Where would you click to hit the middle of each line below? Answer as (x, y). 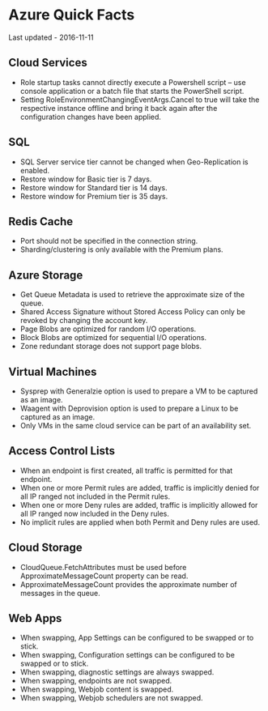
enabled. (35, 170)
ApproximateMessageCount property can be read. (104, 576)
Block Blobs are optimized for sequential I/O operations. (113, 338)
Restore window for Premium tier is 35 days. (94, 196)
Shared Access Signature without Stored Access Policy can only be (132, 312)
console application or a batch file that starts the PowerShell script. (132, 91)
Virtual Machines (53, 371)
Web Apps (35, 618)
